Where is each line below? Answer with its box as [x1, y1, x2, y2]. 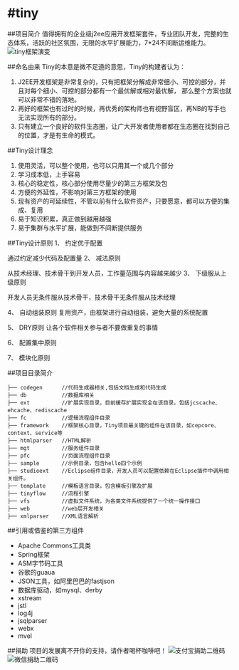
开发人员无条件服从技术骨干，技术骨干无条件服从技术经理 [7, 293, 176, 301]
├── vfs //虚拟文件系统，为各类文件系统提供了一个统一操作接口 [7, 497, 201, 505]
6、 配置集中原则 [7, 338, 57, 347]
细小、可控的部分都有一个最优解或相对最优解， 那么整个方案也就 [42, 86, 232, 95]
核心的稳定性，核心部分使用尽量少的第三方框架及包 [17, 179, 168, 187]
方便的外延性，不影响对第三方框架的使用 [17, 187, 137, 197]
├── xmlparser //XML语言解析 [7, 513, 100, 520]
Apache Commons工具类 [17, 541, 91, 550]
